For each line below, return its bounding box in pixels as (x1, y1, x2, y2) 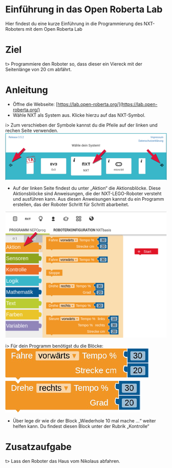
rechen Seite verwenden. (5, 127, 58, 134)
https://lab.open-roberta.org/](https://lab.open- (57, 101, 158, 107)
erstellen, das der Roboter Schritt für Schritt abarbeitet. (12, 201, 130, 207)
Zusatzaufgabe (5, 441, 72, 453)
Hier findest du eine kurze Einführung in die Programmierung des (5, 20, 143, 27)
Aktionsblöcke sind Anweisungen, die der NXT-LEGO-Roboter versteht (12, 190, 162, 197)
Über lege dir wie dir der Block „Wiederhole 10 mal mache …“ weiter (12, 417, 156, 423)
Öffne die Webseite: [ (12, 101, 58, 107)
